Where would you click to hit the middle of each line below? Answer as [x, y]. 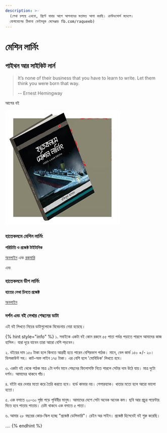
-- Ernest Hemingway [40, 93]
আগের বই [12, 103]
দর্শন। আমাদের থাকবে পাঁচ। [26, 374]
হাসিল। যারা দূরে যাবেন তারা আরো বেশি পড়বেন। [40, 342]
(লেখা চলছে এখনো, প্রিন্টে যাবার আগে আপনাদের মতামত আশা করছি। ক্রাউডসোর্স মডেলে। [72, 16]
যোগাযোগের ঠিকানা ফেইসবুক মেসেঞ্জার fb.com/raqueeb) [52, 21]
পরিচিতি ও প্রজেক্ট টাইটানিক [24, 247]
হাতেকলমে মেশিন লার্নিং [24, 236]
